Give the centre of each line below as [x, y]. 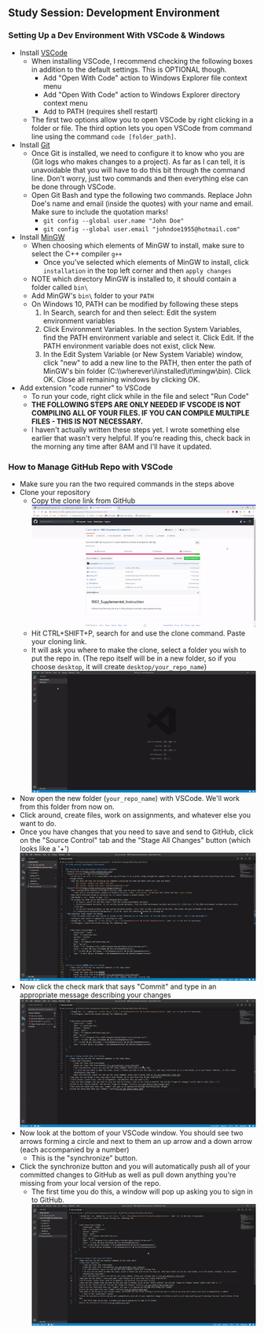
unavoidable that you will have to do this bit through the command [138, 170]
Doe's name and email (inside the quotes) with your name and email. [142, 203]
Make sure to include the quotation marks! [100, 211]
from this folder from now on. [67, 807]
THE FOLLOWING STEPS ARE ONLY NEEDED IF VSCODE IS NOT [136, 404]
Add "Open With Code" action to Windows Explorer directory [142, 95]
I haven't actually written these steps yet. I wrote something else [136, 430]
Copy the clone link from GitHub [83, 501]
